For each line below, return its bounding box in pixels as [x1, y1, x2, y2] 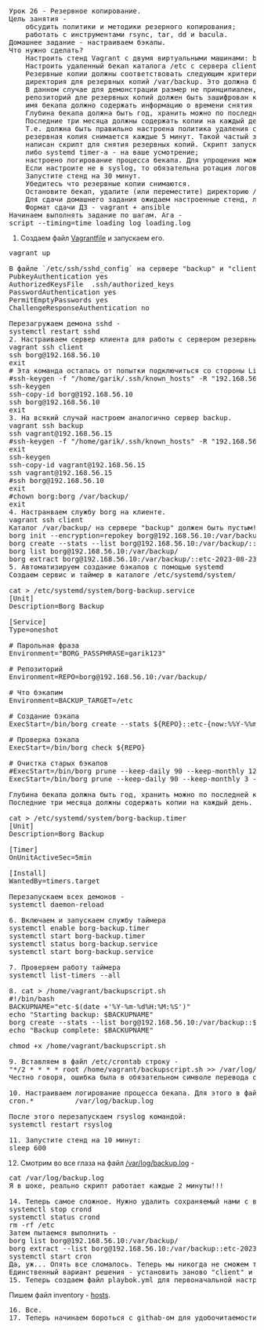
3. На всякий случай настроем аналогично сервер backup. [9, 414, 233, 422]
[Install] [9, 869, 46, 878]
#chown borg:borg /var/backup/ [9, 492, 129, 501]
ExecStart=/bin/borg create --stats [9, 720, 150, 729]
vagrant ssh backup [9, 422, 84, 430]
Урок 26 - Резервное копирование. [9, 7, 142, 15]
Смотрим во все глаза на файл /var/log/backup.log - [20, 1158, 195, 1167]
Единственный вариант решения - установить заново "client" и [9, 1268, 253, 1277]
